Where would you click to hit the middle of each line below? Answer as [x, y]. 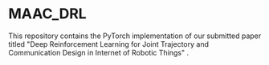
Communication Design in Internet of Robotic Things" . [99, 52]
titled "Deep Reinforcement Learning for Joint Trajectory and [109, 44]
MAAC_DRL [47, 14]
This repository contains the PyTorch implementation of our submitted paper [135, 36]
